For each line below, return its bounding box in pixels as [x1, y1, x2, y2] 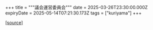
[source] [5, 19, 23, 25]
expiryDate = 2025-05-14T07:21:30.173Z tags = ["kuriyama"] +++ [5, 10, 142, 16]
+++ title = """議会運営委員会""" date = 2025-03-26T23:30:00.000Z [5, 4, 148, 10]
